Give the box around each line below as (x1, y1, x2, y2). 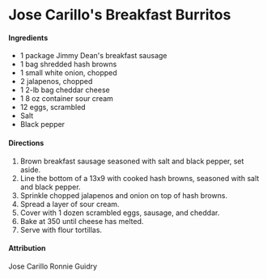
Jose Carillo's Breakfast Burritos (8, 6, 231, 24)
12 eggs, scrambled (19, 103, 87, 112)
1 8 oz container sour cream (19, 94, 113, 104)
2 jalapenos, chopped (19, 77, 93, 87)
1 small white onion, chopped (19, 68, 117, 78)
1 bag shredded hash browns (19, 59, 117, 70)
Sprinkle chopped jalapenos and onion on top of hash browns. (19, 190, 228, 200)
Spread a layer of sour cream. (19, 199, 120, 209)
